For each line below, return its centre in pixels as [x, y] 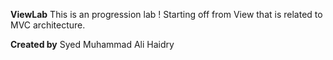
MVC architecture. [48, 25]
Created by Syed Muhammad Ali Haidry [92, 44]
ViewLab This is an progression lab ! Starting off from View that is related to [166, 14]
